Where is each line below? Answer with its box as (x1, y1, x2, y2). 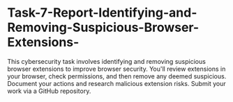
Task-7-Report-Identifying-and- (7, 5, 197, 21)
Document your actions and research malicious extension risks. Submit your (7, 79, 227, 87)
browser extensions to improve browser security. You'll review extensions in (7, 65, 226, 73)
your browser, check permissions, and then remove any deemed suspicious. (7, 71, 227, 80)
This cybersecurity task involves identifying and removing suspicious (7, 57, 206, 65)
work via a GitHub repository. (7, 87, 91, 95)
